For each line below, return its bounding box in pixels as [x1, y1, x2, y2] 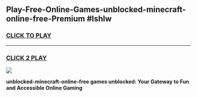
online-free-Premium [6, 14, 86, 24]
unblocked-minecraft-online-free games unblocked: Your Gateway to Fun [6, 78, 189, 85]
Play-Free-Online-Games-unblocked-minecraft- [6, 5, 186, 15]
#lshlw [87, 14, 112, 24]
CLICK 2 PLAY [6, 53, 47, 62]
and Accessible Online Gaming [6, 84, 83, 91]
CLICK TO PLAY [6, 32, 52, 40]
